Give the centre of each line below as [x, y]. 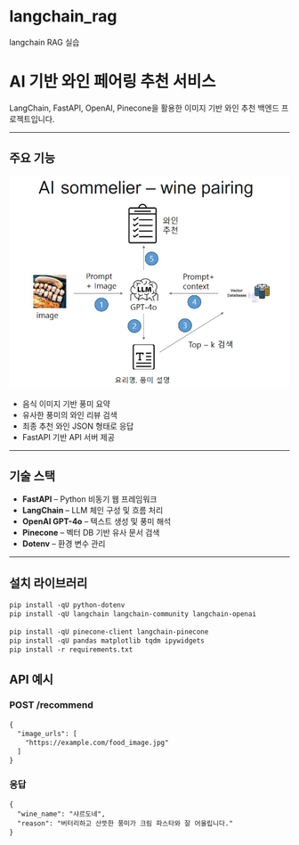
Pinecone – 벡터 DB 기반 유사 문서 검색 [91, 533]
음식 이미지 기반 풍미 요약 [66, 404]
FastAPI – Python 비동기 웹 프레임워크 [89, 499]
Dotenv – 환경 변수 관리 [64, 544]
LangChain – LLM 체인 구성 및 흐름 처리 [93, 511]
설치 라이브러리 [48, 582]
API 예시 [31, 679]
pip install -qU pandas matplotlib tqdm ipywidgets [107, 641]
